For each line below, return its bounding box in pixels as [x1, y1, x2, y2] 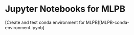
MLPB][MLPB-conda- [86, 19, 130, 25]
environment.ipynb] [5, 24, 45, 30]
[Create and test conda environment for [5, 19, 85, 25]
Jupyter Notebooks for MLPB [5, 3, 126, 15]
